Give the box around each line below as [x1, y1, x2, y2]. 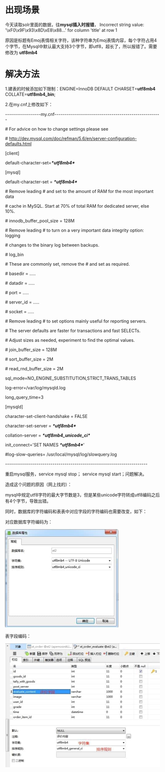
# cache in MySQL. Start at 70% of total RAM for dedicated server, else [5, 203, 149, 209]
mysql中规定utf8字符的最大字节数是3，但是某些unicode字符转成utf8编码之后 [5, 492, 160, 497]
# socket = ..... [5, 308, 34, 314]
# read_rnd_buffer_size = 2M [5, 365, 64, 371]
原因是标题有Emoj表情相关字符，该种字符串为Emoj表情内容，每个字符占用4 [5, 37, 157, 43]
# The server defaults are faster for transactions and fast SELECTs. [5, 328, 141, 333]
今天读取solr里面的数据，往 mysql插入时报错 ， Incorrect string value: [5, 22, 144, 28]
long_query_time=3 [5, 394, 44, 400]
